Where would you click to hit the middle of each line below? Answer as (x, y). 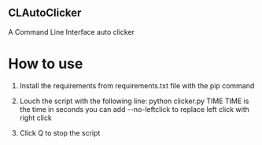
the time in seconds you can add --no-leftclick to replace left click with (135, 109)
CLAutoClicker (45, 13)
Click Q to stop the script (60, 132)
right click (36, 117)
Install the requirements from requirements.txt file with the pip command (137, 85)
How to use (46, 64)
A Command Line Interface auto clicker (72, 32)
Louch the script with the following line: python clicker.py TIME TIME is (134, 101)
